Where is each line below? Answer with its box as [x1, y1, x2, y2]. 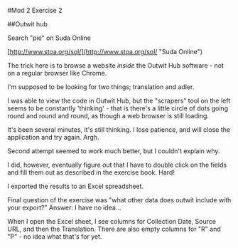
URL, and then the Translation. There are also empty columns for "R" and [7, 224, 222, 233]
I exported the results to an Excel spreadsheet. [7, 182, 144, 190]
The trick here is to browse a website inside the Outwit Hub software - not [7, 61, 224, 70]
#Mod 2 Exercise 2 [7, 6, 63, 14]
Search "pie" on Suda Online [7, 33, 91, 42]
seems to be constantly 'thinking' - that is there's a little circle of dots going [7, 104, 229, 113]
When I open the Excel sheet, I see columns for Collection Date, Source [7, 217, 217, 225]
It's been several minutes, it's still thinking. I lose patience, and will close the [7, 125, 231, 134]
